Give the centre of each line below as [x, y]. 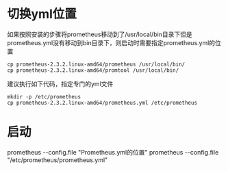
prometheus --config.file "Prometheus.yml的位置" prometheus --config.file [113, 152]
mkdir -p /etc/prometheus [44, 96]
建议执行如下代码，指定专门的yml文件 [60, 83]
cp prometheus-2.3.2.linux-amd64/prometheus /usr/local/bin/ [96, 64]
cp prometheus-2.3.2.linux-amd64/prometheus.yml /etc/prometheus [102, 103]
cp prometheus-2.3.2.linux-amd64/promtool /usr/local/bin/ [93, 70]
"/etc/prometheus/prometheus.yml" [58, 160]
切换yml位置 [42, 14]
